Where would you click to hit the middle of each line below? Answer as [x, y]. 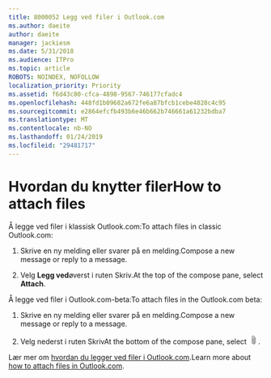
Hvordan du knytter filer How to [115, 186]
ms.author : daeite [39, 26]
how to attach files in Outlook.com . [66, 366]
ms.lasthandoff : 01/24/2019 [56, 137]
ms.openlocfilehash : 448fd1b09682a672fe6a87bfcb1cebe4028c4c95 [117, 103]
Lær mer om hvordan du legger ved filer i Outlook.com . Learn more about [130, 357]
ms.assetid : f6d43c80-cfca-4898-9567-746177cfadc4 [95, 94]
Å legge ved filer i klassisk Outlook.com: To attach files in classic [115, 226]
